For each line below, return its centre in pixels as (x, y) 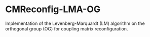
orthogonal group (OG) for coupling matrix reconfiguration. (67, 28)
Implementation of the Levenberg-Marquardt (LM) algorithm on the (75, 23)
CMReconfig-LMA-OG (53, 9)
